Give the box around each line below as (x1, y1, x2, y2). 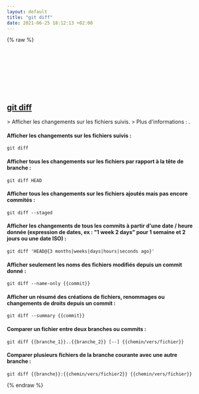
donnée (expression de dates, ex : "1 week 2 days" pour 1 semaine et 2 (7, 229, 186, 236)
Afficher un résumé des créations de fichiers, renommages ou (7, 293, 165, 300)
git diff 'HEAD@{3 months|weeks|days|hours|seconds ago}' (7, 248, 155, 254)
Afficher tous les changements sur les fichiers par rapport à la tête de (7, 157, 184, 165)
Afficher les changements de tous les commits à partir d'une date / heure (7, 222, 193, 229)
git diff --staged (7, 210, 53, 216)
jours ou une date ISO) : (7, 235, 67, 243)
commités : (7, 196, 35, 204)
